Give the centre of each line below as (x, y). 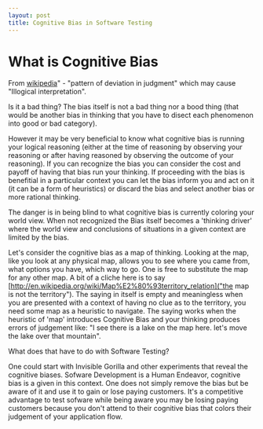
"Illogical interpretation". (47, 92)
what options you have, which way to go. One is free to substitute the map (128, 269)
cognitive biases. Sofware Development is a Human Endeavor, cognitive (124, 375)
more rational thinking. (44, 197)
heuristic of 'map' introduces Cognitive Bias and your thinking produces (124, 320)
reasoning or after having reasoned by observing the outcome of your (121, 156)
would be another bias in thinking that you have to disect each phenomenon (131, 115)
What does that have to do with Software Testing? (89, 351)
